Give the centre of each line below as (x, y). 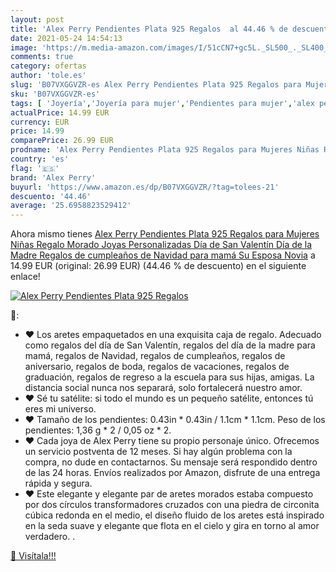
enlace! (25, 277)
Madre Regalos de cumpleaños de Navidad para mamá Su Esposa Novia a (163, 255)
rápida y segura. (58, 483)
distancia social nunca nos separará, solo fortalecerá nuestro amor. (163, 388)
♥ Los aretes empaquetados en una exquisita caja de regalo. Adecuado (173, 335)
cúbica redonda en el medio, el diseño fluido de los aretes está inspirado (174, 515)
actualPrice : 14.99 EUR (60, 112)
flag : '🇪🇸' (35, 168)
